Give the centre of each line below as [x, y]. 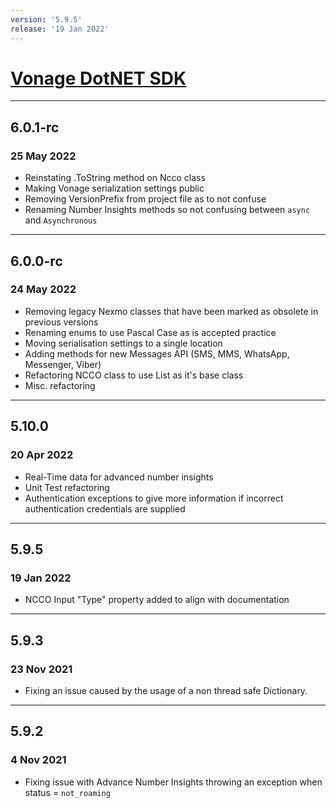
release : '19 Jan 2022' [60, 29]
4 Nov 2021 [38, 760]
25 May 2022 [43, 156]
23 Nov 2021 [41, 669]
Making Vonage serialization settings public [114, 188]
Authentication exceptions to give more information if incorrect [154, 498]
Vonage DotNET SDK [98, 78]
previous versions [61, 322]
